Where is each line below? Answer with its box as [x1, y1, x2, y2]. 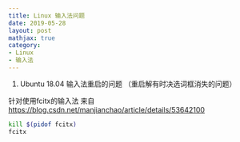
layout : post [8, 26, 52, 34]
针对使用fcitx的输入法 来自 [8, 96, 95, 105]
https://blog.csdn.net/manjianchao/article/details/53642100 [8, 105, 206, 114]
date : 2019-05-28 [8, 19, 66, 27]
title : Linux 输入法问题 [8, 11, 86, 20]
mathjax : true [8, 34, 56, 42]
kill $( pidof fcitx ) [8, 120, 78, 128]
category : [8, 41, 42, 49]
